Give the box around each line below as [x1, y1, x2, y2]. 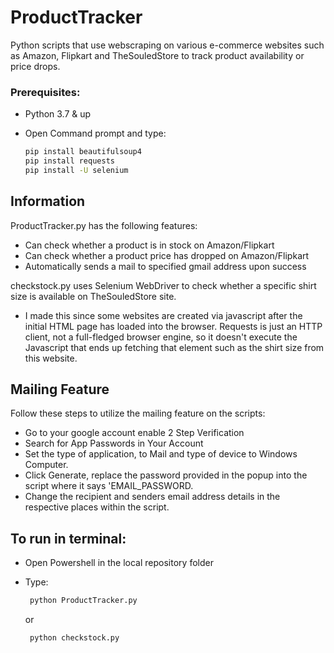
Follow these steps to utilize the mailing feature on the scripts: [10, 407, 266, 420]
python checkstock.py [29, 633, 120, 643]
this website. [24, 352, 78, 364]
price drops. [10, 60, 61, 72]
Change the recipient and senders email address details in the [24, 491, 281, 503]
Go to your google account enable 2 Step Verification [24, 427, 245, 439]
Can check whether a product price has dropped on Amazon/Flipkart [24, 249, 310, 261]
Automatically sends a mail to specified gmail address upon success [24, 260, 307, 272]
